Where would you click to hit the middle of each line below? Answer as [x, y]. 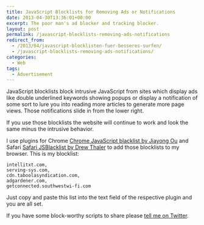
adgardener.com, [27, 181]
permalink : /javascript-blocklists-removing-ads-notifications [88, 35]
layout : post [23, 29]
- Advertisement [32, 74]
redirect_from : [26, 40]
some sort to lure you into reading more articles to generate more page [95, 105]
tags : [13, 68]
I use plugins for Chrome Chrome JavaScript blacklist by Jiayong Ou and [97, 141]
